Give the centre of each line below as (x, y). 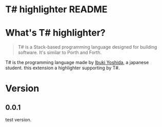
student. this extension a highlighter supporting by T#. (63, 68)
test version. (18, 120)
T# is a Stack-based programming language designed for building (87, 47)
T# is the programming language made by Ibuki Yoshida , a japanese (77, 62)
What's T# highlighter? (56, 33)
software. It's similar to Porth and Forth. (59, 53)
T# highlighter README (56, 9)
